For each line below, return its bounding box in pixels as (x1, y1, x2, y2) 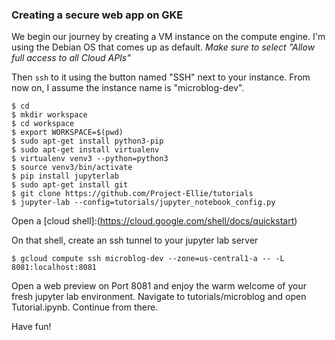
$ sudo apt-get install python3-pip (11, 136, 164, 147)
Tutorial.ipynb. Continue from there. (11, 301, 159, 313)
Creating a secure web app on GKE (11, 8, 184, 22)
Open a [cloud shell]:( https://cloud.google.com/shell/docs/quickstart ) (11, 215, 298, 227)
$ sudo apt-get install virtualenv (11, 145, 160, 155)
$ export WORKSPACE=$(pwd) (11, 128, 124, 138)
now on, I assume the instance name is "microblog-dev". (11, 82, 245, 94)
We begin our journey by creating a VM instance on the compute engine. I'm (11, 31, 326, 43)
